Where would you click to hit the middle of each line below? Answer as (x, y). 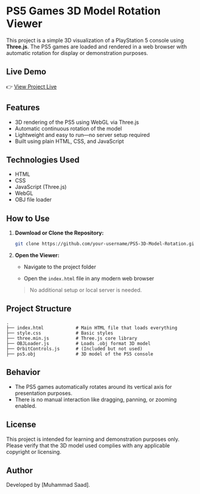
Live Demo (26, 72)
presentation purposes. (44, 393)
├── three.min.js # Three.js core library (72, 338)
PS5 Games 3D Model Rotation (84, 11)
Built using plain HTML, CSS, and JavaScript (69, 141)
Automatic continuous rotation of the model (68, 128)
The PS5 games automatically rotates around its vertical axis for (93, 386)
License (21, 425)
